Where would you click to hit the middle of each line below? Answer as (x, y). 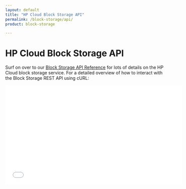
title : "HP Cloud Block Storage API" (45, 15)
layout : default (22, 10)
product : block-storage (30, 24)
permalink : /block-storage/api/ (39, 19)
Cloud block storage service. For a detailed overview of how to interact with (84, 73)
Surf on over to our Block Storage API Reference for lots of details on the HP (84, 67)
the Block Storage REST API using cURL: (47, 78)
